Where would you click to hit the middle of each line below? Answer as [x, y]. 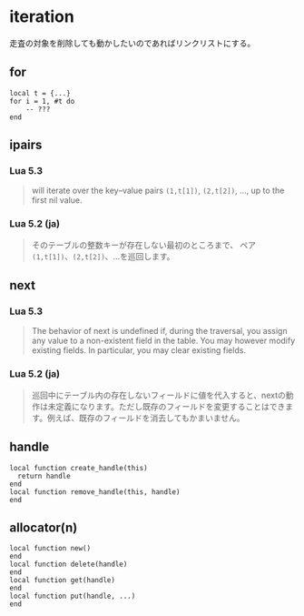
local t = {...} [40, 93]
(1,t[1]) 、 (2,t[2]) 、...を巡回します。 [103, 256]
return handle [44, 476]
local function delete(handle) [69, 565]
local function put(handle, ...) [73, 596]
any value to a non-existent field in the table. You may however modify [163, 341]
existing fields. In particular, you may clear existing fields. [139, 350]
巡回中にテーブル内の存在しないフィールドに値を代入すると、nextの [158, 395]
